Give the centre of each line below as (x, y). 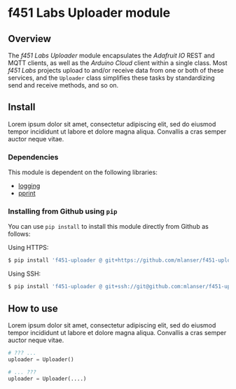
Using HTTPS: (28, 248)
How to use (33, 308)
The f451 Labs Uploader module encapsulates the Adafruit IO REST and (112, 55)
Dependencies (33, 157)
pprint (27, 193)
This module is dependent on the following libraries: (83, 172)
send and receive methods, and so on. (63, 85)
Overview (30, 39)
